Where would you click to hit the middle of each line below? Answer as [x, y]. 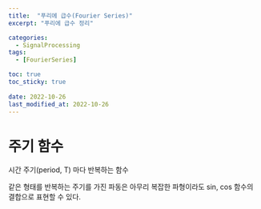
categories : [28, 38]
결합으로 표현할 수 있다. [45, 197]
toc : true [25, 74]
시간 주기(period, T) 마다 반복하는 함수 [69, 170]
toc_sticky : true [37, 82]
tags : [17, 53]
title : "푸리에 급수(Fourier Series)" [71, 16]
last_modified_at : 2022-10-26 [59, 104]
